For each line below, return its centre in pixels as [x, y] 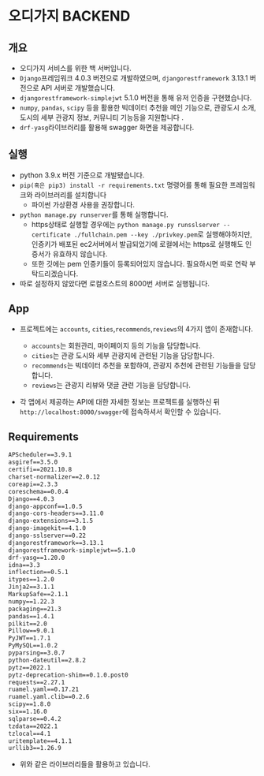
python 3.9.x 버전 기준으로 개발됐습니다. [82, 175]
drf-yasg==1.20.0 [37, 558]
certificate [51, 235]
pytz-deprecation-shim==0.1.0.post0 [68, 675]
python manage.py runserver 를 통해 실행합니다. [94, 215]
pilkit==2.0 [28, 624]
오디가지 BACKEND [69, 16]
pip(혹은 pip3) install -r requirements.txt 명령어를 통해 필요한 [124, 185]
